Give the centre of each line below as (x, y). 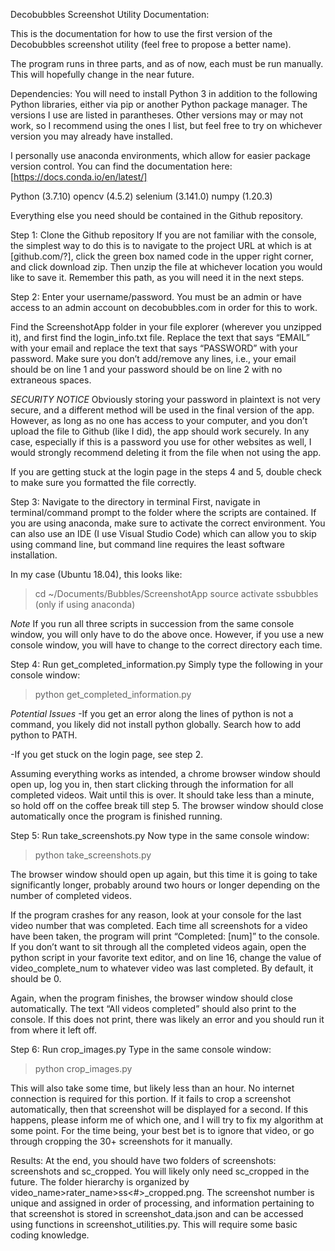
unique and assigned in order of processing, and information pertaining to (162, 1203)
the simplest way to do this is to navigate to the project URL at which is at (161, 245)
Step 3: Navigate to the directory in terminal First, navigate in (135, 502)
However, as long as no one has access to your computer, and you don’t (159, 420)
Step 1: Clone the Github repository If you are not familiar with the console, (163, 235)
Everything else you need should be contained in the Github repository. (157, 215)
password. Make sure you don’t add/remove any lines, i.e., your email (153, 358)
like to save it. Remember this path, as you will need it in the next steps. (157, 277)
